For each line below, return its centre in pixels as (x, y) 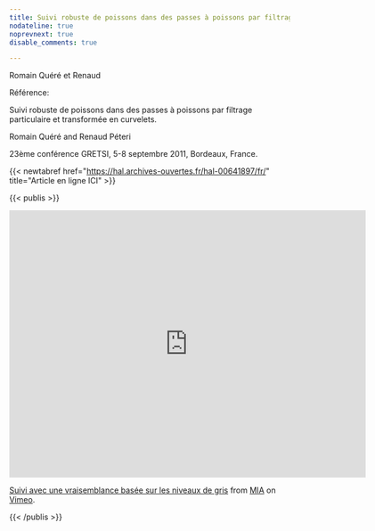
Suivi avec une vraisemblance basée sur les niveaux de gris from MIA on (143, 490)
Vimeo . (22, 500)
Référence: (29, 93)
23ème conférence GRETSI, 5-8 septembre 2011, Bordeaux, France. (134, 154)
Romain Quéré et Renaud (55, 76)
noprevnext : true (41, 34)
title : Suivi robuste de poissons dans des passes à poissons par (135, 17)
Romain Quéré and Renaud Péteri (70, 137)
